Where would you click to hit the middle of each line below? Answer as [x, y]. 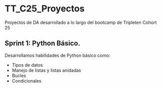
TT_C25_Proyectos [45, 9]
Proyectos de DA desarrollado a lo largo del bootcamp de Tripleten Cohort [81, 22]
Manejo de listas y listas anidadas [46, 70]
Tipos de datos [27, 65]
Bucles [19, 76]
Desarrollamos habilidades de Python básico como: [58, 55]
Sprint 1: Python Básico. [43, 44]
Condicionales [27, 81]
